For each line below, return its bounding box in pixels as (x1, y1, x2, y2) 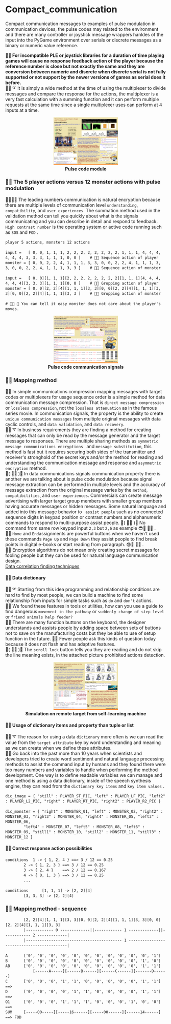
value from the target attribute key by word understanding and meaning (5, 739, 161, 746)
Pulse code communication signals (47, 364, 124, 370)
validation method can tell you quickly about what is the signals (5, 213, 139, 219)
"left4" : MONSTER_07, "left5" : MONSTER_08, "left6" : (23, 824, 145, 829)
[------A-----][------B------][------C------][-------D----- (32, 969, 166, 974)
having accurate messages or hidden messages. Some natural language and (5, 503, 166, 509)
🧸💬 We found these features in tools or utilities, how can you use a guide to (5, 603, 163, 609)
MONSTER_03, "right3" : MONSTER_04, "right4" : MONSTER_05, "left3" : (5, 814, 159, 819)
